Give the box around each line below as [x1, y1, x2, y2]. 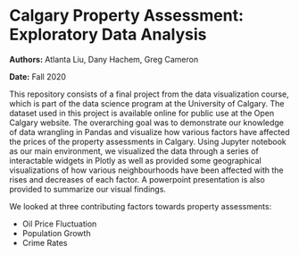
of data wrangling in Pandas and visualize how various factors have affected [9, 126, 290, 137]
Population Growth [21, 227, 91, 238]
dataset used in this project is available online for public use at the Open [9, 107, 275, 118]
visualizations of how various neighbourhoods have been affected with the [9, 165, 284, 175]
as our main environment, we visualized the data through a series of [9, 145, 259, 157]
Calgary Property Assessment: [9, 5, 244, 26]
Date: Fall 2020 [9, 71, 67, 81]
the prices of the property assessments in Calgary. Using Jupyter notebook [9, 136, 287, 147]
